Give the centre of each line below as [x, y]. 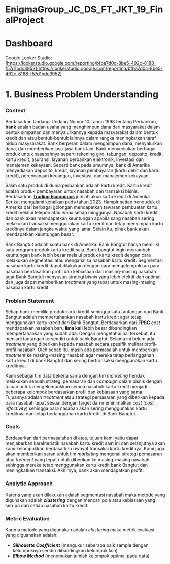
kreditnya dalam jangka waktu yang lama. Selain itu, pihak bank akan [77, 229]
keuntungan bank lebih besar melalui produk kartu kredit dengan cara [78, 255]
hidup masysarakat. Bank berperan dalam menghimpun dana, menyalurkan [84, 143]
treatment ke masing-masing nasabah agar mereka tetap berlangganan [80, 355]
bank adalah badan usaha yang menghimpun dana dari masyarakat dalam [83, 127]
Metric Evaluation [27, 519]
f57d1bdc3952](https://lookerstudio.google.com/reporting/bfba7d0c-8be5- [84, 69]
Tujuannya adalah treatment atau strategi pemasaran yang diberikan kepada [85, 397]
